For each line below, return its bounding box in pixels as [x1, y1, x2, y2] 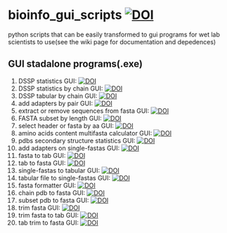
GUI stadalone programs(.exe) [8, 58, 143, 70]
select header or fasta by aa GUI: [18, 121, 115, 130]
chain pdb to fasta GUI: [18, 188, 86, 197]
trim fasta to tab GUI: [18, 211, 79, 219]
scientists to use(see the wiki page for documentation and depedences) [8, 37, 216, 46]
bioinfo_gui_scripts [8, 7, 122, 23]
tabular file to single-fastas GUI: [18, 173, 111, 182]
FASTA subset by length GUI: [18, 114, 103, 122]
